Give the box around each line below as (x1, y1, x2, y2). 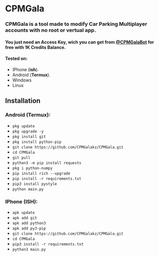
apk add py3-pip (12, 226, 46, 231)
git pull (12, 155, 31, 160)
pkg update (12, 124, 35, 128)
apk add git (12, 215, 37, 220)
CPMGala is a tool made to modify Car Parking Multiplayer (5, 21, 148, 28)
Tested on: (5, 55, 28, 62)
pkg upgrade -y (12, 129, 44, 134)
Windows (12, 77, 32, 83)
